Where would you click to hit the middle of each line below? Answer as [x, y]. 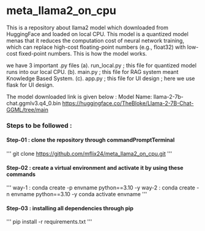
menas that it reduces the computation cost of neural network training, [95, 40]
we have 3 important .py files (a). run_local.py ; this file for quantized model [102, 65]
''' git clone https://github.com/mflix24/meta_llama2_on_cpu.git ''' [89, 154]
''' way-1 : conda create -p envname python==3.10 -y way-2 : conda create [101, 188]
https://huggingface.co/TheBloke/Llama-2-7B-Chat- [128, 103]
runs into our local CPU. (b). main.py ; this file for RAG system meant [92, 71]
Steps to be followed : [39, 125]
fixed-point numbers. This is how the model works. [83, 53]
